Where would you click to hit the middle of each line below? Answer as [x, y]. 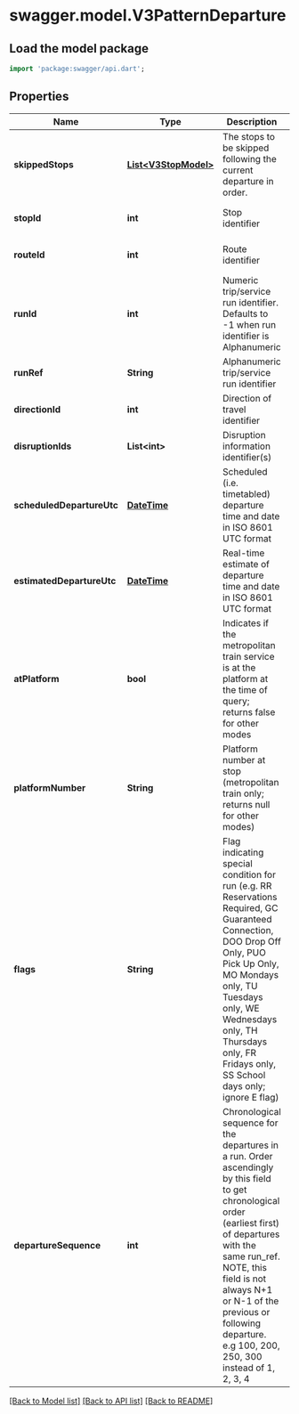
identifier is [246, 336]
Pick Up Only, [251, 963]
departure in [248, 181]
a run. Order [247, 1156]
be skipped [246, 148]
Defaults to [245, 313]
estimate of [246, 564]
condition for [249, 874]
